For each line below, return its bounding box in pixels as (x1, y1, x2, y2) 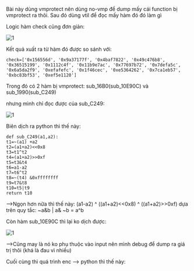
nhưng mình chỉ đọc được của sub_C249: (6, 100, 105, 107)
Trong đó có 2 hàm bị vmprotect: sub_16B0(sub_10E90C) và (6, 82, 149, 89)
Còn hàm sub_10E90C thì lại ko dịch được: (6, 218, 107, 225)
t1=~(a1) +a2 (6, 139, 38, 145)
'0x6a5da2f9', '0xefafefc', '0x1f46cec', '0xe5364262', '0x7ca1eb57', (6, 67, 181, 73)
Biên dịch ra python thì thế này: (6, 123, 81, 130)
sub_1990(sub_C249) (6, 89, 57, 96)
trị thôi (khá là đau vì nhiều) (6, 247, 72, 253)
